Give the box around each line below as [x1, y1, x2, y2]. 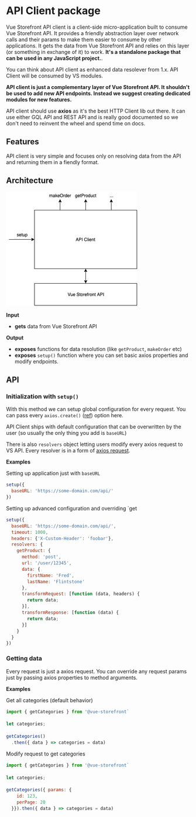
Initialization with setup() [6, 392, 79, 400]
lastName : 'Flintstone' [27, 578, 85, 584]
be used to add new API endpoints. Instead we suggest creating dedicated [6, 90, 191, 97]
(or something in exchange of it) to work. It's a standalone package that [6, 48, 181, 55]
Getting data [6, 655, 43, 663]
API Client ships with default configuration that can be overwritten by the [6, 423, 181, 430]
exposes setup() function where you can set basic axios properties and [14, 352, 188, 359]
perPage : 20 [16, 799, 46, 805]
